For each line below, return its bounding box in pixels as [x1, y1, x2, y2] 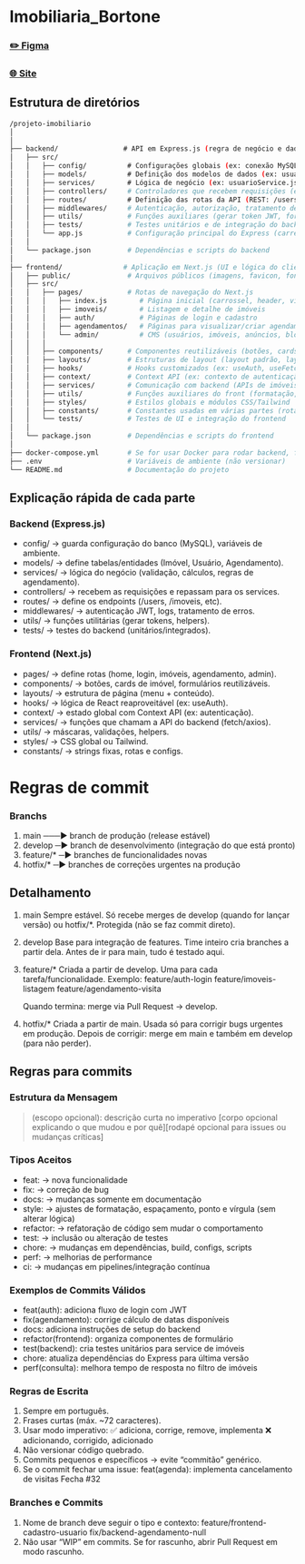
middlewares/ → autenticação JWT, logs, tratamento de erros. [22, 605, 256, 616]
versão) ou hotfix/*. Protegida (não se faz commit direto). [22, 919, 236, 930]
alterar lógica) [22, 1213, 75, 1224]
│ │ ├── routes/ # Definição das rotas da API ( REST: [9, 195, 271, 204]
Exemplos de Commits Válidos [9, 1284, 146, 1296]
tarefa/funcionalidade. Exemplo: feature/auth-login [22, 973, 212, 984]
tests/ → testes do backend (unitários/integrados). [22, 625, 212, 636]
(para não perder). [22, 1038, 92, 1048]
